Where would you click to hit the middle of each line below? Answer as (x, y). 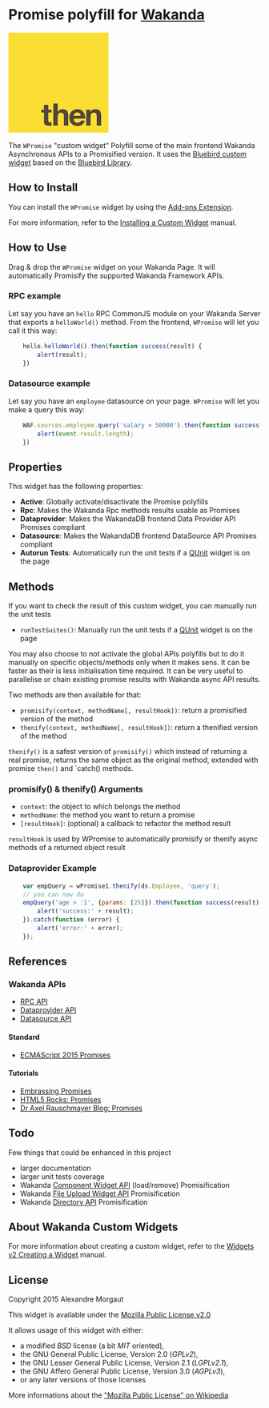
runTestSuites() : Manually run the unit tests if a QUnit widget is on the (137, 630)
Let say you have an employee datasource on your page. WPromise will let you (134, 401)
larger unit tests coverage (62, 1176)
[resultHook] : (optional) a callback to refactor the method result (125, 824)
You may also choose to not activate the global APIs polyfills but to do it (126, 654)
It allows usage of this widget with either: (76, 1330)
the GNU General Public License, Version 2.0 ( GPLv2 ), (109, 1354)
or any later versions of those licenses (83, 1380)
